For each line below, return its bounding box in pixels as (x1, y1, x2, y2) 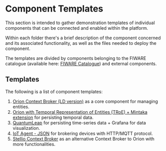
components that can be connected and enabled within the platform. (5, 25, 148, 31)
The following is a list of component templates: (5, 89, 103, 95)
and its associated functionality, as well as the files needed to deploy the (5, 40, 157, 46)
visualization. (12, 125, 40, 131)
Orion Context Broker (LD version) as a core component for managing (12, 98, 158, 104)
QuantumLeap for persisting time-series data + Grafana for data (12, 119, 146, 126)
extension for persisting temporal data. (12, 114, 94, 120)
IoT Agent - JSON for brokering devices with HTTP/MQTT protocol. (12, 130, 153, 136)
